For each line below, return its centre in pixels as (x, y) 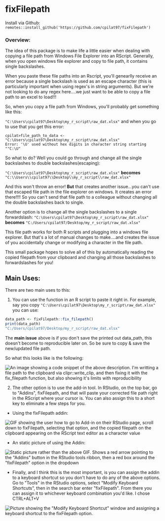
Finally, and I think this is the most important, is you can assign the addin (86, 472)
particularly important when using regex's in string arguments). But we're (79, 87)
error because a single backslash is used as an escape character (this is (78, 81)
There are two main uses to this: (38, 290)
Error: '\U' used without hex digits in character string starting (76, 144)
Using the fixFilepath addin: (40, 413)
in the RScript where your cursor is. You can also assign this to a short (83, 398)
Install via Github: (23, 23)
